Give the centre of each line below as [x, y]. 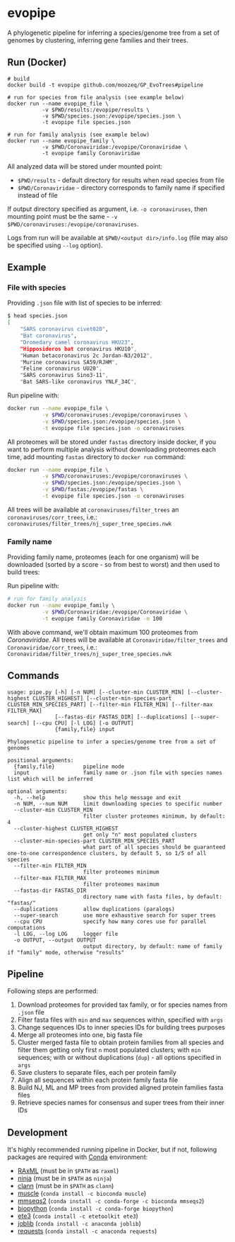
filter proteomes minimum [121, 872]
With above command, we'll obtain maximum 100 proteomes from [103, 632]
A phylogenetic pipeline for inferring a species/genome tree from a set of [114, 33]
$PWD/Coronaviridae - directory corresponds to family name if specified [121, 187]
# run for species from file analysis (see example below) [96, 97]
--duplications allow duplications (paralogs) [94, 909]
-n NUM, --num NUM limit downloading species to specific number [118, 803]
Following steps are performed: [53, 991]
